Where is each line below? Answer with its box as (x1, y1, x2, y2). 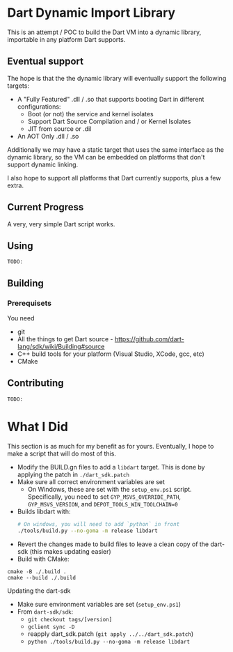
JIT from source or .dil (27, 124, 92, 133)
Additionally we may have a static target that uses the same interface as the (7, 145, 225, 154)
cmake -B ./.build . (7, 568, 67, 575)
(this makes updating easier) (29, 547, 111, 555)
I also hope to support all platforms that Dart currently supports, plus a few (7, 173, 221, 182)
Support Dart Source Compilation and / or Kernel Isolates (27, 117, 191, 125)
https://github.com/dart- (114, 335, 184, 343)
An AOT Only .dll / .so (17, 132, 79, 140)
